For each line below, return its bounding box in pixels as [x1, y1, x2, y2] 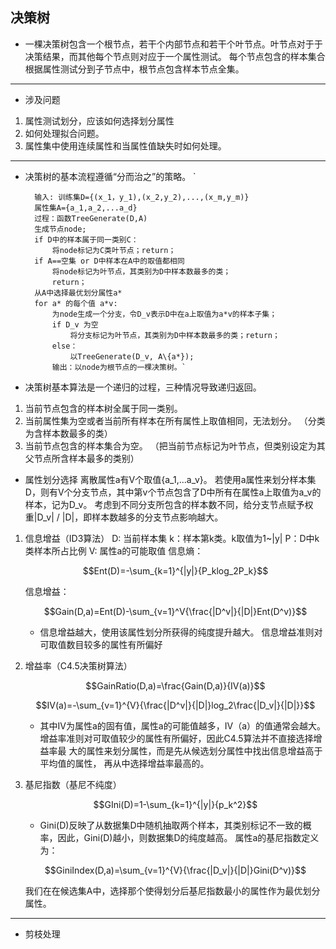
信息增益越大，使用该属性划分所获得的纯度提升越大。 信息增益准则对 [39, 626, 323, 638]
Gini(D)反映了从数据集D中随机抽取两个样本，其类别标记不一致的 [39, 819, 303, 831]
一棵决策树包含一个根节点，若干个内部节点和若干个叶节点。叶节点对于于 [24, 38, 323, 50]
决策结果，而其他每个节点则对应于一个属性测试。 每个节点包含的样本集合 [24, 50, 326, 62]
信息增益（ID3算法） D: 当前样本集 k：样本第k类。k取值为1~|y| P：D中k [24, 532, 320, 544]
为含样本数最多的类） [24, 427, 113, 439]
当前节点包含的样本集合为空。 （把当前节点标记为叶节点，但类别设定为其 [24, 439, 326, 452]
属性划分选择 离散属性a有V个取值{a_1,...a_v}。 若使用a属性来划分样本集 [24, 473, 317, 485]
